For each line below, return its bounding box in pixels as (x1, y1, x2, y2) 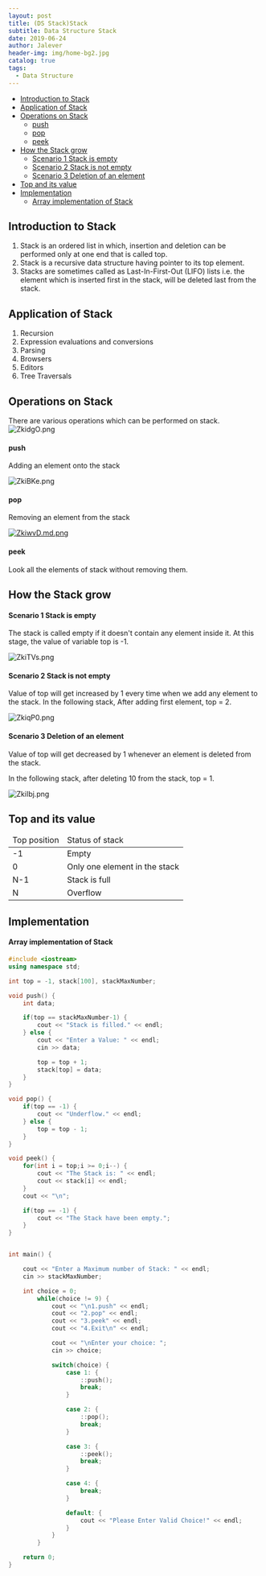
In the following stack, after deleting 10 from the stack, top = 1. (8, 774, 215, 783)
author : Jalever (8, 42, 63, 50)
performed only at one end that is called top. (19, 250, 168, 259)
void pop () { (8, 1095, 52, 1104)
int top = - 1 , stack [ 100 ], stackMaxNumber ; (8, 977, 157, 985)
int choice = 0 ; (23, 1287, 78, 1295)
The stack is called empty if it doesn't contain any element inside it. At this (8, 629, 255, 638)
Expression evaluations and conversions (19, 337, 154, 347)
